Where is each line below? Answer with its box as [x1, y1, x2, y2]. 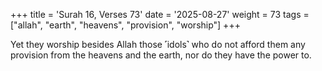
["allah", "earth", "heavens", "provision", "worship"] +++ [10, 19, 241, 31]
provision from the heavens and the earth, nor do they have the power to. [10, 49, 312, 61]
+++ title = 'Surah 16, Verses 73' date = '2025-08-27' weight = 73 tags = [10, 9, 310, 20]
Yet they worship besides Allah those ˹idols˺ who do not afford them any [10, 39, 306, 50]
